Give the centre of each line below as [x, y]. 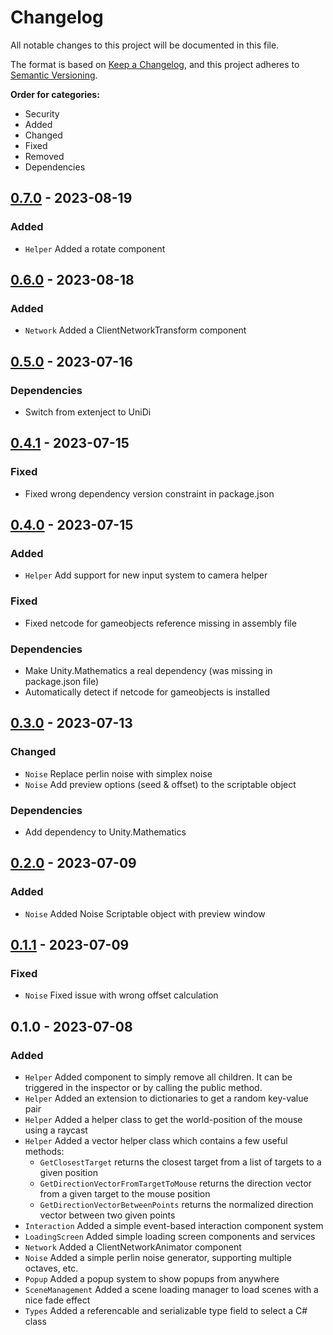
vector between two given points [107, 1215]
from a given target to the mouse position [125, 1194]
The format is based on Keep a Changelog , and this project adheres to [155, 64]
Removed [44, 156]
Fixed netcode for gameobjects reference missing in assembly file [160, 623]
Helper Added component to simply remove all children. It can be [158, 1077]
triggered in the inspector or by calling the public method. [143, 1088]
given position [68, 1173]
